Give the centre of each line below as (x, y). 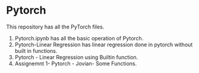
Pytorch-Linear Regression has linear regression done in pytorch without (104, 45)
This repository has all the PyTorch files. (55, 27)
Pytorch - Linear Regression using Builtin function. (76, 57)
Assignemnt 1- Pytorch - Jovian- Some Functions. (76, 64)
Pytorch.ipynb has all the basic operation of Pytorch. (79, 38)
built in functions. (36, 50)
